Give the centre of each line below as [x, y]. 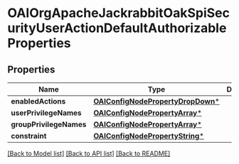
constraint [29, 136]
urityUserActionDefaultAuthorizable [117, 28]
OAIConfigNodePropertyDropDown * [156, 101]
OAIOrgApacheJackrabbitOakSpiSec [118, 13]
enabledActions [38, 101]
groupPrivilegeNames [49, 124]
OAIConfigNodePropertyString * [149, 136]
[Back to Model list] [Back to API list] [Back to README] [89, 153]
